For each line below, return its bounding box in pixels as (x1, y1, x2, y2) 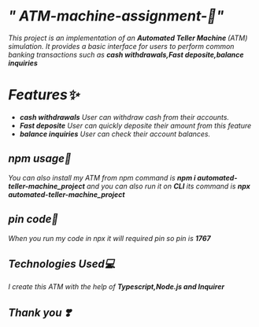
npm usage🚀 (8, 152, 72, 165)
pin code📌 (8, 213, 59, 226)
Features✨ (8, 86, 80, 104)
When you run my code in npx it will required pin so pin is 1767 (8, 233, 211, 243)
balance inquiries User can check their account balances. (19, 129, 211, 139)
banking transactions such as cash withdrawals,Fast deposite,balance (8, 50, 244, 59)
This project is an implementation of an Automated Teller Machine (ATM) (8, 33, 248, 43)
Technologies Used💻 (8, 257, 116, 270)
